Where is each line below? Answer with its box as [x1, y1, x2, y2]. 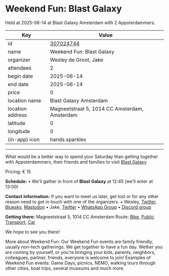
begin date [8, 72, 33, 79]
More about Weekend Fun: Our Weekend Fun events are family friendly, [5, 238, 153, 244]
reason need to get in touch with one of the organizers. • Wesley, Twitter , [5, 199, 157, 205]
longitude [8, 127, 30, 134]
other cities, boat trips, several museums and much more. [5, 265, 125, 271]
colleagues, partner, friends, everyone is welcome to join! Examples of [5, 254, 151, 260]
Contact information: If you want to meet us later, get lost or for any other [5, 193, 159, 199]
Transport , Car [5, 219, 36, 225]
